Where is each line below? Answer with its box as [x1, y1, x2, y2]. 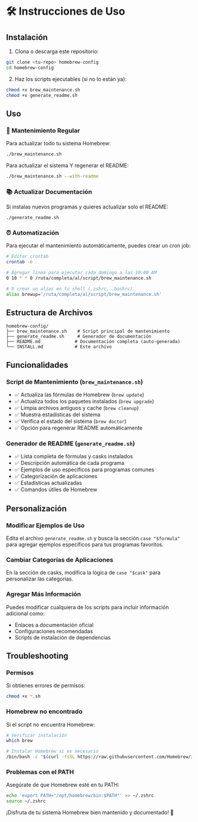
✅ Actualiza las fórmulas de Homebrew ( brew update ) [14, 391, 144, 399]
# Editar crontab [6, 253, 49, 260]
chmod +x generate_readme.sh [6, 92, 78, 98]
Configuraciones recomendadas [14, 627, 93, 635]
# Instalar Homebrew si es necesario [6, 748, 99, 755]
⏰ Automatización [6, 229, 59, 237]
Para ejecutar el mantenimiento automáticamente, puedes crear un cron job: [6, 242, 191, 249]
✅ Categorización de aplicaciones [14, 473, 98, 480]
